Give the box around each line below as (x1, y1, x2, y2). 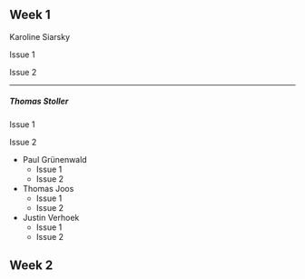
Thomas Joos (22, 183, 74, 194)
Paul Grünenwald (22, 154, 88, 164)
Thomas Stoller (9, 95, 69, 107)
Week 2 (9, 258, 54, 274)
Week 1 (9, 7, 51, 23)
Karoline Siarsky (9, 31, 71, 42)
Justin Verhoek (22, 212, 80, 223)
